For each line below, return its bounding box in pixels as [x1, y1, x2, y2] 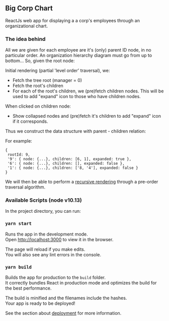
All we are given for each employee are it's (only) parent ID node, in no [5, 47, 152, 53]
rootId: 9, [7, 152, 30, 157]
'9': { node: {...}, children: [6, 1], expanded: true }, [7, 157, 132, 162]
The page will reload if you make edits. [5, 246, 86, 252]
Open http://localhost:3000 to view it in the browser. [5, 236, 114, 242]
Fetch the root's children [12, 83, 64, 89]
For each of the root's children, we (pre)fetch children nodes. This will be [12, 88, 164, 94]
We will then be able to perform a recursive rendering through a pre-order [5, 179, 158, 185]
